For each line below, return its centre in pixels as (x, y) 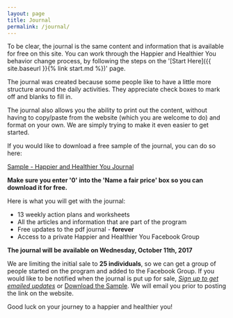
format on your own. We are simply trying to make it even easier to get (108, 125)
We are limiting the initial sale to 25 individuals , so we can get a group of (112, 264)
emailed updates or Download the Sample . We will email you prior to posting (117, 286)
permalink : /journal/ (39, 26)
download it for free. (38, 188)
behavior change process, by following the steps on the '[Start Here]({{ (109, 61)
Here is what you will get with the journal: (66, 201)
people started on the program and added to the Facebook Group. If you (111, 271)
